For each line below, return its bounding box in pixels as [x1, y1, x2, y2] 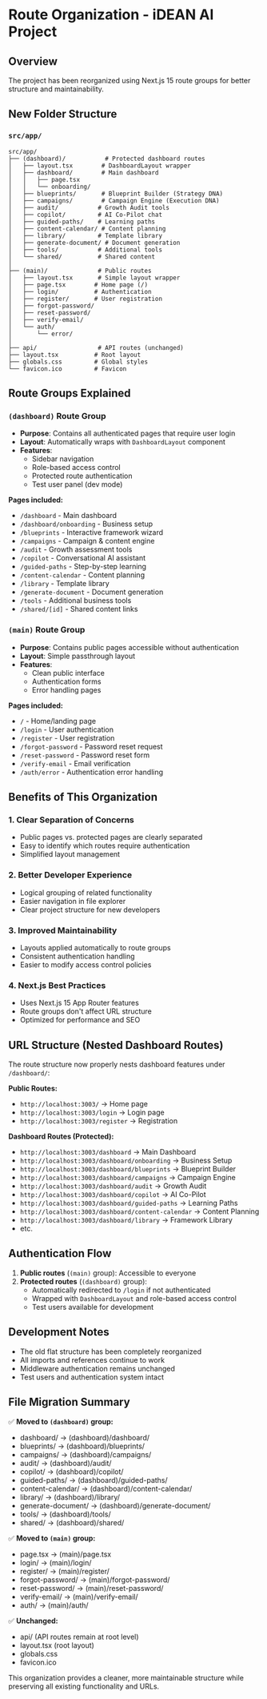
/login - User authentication [19, 725, 114, 734]
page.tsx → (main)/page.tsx [19, 1549, 112, 1559]
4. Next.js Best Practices [8, 979, 106, 990]
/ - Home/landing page [19, 716, 97, 725]
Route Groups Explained [8, 387, 131, 400]
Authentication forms [31, 677, 102, 686]
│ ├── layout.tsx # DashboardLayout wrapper [8, 162, 192, 170]
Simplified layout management [19, 849, 121, 859]
